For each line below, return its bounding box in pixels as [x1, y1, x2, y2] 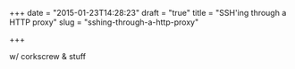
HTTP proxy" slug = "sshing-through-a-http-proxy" [9, 17, 199, 27]
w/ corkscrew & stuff [9, 51, 87, 61]
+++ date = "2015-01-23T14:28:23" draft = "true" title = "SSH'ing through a [9, 8, 287, 18]
